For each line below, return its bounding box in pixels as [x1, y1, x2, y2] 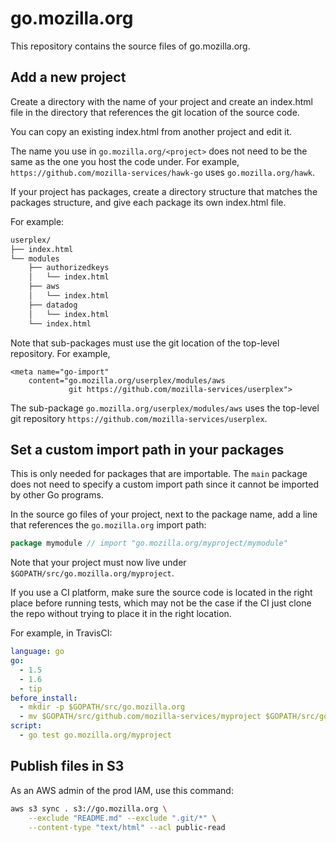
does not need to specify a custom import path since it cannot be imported [10, 478, 319, 491]
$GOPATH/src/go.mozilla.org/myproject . [10, 567, 175, 579]
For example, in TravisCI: [10, 627, 113, 639]
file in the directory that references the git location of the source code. [10, 106, 300, 118]
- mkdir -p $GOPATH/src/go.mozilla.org [19, 702, 186, 712]
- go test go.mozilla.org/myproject [19, 730, 172, 741]
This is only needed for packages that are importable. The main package [10, 468, 308, 480]
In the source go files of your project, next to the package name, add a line [10, 508, 318, 521]
